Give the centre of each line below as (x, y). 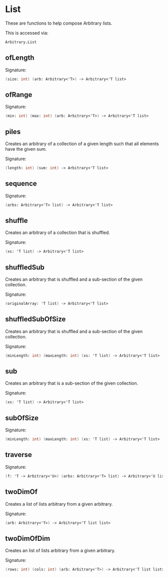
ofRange (19, 95)
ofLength (20, 58)
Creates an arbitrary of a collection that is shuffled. (57, 233)
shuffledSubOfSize (35, 319)
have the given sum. (26, 149)
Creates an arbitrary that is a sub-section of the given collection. (72, 383)
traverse (19, 455)
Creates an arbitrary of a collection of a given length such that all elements (82, 144)
